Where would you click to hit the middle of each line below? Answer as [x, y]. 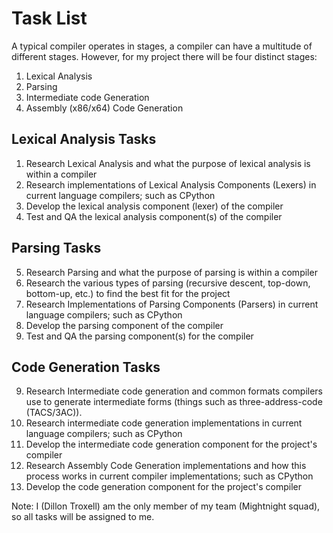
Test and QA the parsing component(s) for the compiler [139, 336]
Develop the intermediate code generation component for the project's [171, 444]
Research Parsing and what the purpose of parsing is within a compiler [171, 272]
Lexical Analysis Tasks [84, 139]
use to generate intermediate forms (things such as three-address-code [174, 402]
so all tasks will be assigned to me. [83, 517]
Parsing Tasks [56, 248]
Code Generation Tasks [86, 367]
